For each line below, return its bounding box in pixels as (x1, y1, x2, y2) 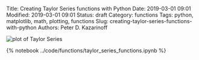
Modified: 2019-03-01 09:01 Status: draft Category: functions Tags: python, (6, 11, 194, 18)
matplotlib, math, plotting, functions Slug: (6, 18, 109, 24)
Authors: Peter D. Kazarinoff (37, 24, 108, 31)
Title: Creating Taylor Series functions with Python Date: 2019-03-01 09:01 (6, 5, 191, 12)
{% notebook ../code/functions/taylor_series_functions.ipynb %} (6, 47, 166, 54)
